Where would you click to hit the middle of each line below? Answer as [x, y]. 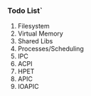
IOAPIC [28, 87]
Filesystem [33, 26]
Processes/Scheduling [50, 49]
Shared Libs [35, 41]
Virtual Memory [41, 33]
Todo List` [25, 11]
